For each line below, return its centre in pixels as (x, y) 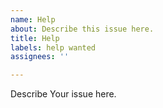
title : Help (35, 38)
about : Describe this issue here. (82, 29)
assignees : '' (40, 57)
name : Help (33, 19)
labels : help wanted (53, 47)
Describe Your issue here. (63, 94)
